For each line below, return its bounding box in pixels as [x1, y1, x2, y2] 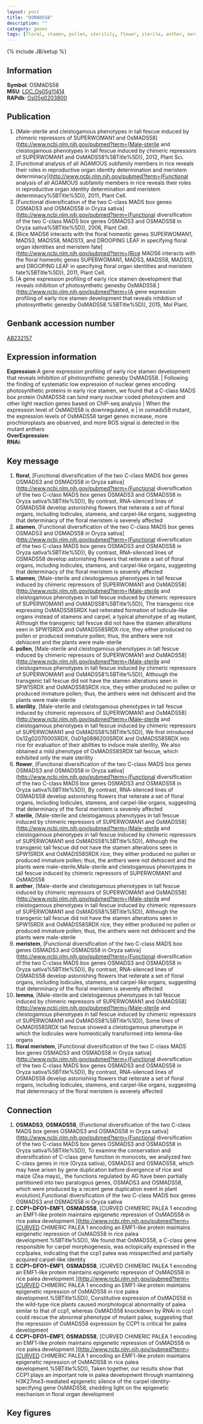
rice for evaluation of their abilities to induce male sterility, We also [15, 741, 181, 749]
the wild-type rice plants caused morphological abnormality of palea [15, 1301, 186, 1307]
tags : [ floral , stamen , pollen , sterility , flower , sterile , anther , [7, 31, 186, 37]
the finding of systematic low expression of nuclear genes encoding [7, 381, 176, 388]
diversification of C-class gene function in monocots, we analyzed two [15, 1154, 192, 1160]
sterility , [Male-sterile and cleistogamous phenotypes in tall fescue [15, 703, 183, 710]
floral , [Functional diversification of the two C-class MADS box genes [15, 472, 189, 479]
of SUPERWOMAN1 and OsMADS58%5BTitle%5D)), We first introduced [15, 729, 193, 736]
